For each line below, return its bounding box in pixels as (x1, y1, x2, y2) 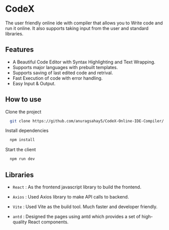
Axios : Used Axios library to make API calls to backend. (12, 194, 129, 200)
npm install (10, 138, 35, 143)
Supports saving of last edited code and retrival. (12, 70, 113, 76)
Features (5, 45, 34, 54)
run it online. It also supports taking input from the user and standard (5, 25, 149, 31)
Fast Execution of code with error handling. (12, 75, 103, 81)
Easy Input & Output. (12, 80, 56, 86)
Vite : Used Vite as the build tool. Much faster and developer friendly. (12, 204, 158, 210)
